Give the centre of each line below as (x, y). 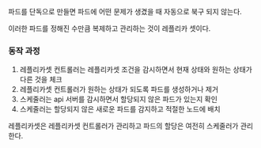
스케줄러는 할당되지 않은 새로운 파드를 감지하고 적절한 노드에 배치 (120, 109)
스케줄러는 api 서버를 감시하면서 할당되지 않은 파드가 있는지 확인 (118, 99)
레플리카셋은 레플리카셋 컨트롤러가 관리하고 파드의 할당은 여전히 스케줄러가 (123, 126)
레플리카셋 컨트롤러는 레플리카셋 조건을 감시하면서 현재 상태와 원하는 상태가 (136, 70)
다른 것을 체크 (41, 80)
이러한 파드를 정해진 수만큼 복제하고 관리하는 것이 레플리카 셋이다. (110, 28)
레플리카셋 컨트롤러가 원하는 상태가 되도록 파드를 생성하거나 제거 (119, 89)
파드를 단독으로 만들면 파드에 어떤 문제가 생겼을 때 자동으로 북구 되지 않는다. (125, 11)
